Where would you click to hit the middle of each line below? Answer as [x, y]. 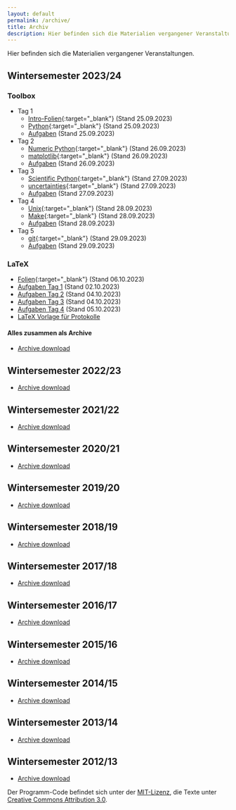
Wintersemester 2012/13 [63, 761]
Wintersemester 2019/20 [64, 488]
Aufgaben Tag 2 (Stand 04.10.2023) [69, 294]
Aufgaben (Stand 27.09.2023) [71, 193]
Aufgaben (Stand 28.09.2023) [71, 223]
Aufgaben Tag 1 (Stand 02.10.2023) [68, 287]
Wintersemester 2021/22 [63, 410]
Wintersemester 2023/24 [64, 76]
